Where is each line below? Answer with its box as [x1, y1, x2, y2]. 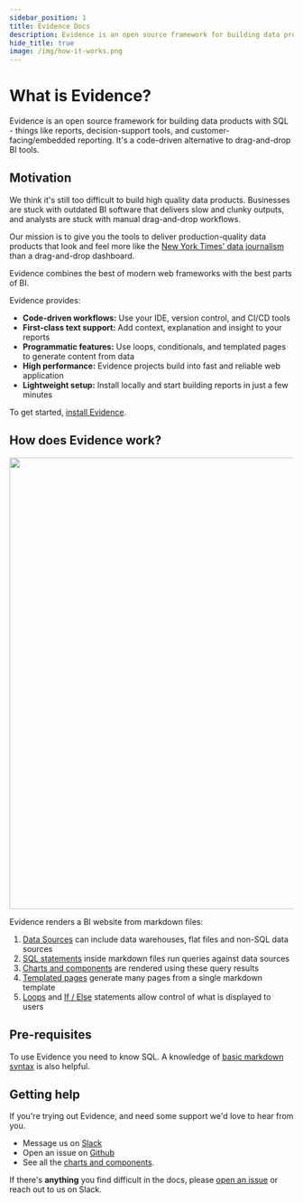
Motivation [9, 171, 72, 186]
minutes [22, 389, 52, 400]
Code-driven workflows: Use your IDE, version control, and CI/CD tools [22, 312, 290, 323]
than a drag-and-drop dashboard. [9, 250, 135, 261]
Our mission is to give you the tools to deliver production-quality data [9, 231, 267, 242]
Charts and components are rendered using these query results [22, 963, 260, 974]
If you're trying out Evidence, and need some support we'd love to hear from [9, 1111, 294, 1122]
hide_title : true [9, 38, 75, 48]
